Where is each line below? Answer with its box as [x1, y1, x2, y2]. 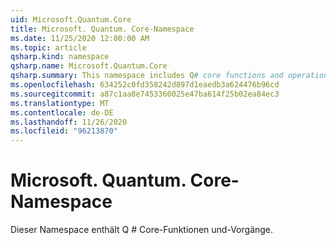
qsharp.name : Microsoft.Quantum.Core [10, 61, 168, 71]
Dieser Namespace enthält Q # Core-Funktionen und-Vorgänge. [10, 224, 274, 236]
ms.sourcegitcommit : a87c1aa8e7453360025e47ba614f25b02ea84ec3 [10, 89, 280, 99]
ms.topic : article [10, 42, 87, 53]
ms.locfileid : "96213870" [10, 126, 118, 136]
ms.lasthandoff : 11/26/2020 [10, 117, 128, 127]
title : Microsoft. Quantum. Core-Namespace [10, 24, 195, 34]
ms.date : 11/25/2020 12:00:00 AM [10, 33, 150, 43]
